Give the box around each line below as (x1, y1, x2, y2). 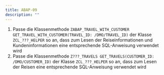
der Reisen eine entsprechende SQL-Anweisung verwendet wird (12, 64, 147, 70)
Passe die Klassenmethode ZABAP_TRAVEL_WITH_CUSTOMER (12, 26, 130, 32)
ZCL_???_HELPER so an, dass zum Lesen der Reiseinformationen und (12, 36, 153, 43)
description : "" (5, 12, 39, 17)
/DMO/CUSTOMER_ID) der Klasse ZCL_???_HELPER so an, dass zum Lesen (12, 58, 157, 64)
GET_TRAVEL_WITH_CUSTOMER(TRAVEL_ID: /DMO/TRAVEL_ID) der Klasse (12, 31, 152, 37)
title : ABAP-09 (5, 7, 37, 13)
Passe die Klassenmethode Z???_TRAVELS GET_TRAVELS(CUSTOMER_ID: (12, 53, 154, 59)
